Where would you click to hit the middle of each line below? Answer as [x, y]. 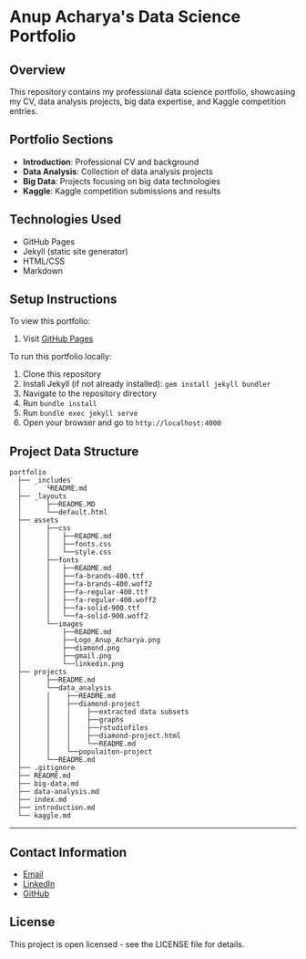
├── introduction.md [56, 808]
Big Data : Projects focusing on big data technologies [122, 181]
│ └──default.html [62, 513]
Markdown [43, 270]
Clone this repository [62, 374]
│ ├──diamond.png [69, 648]
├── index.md [42, 800]
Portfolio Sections [61, 140]
